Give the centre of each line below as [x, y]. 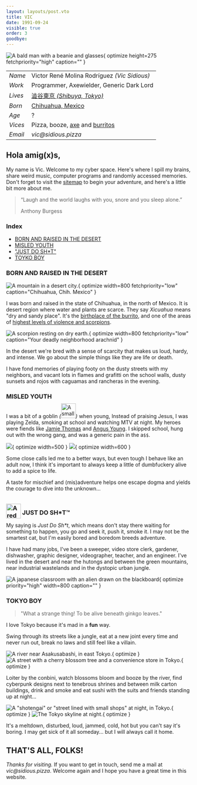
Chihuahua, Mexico [58, 106]
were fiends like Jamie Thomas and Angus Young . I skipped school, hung [95, 428]
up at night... [21, 697]
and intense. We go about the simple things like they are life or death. [90, 358]
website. [16, 777]
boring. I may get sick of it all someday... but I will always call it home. [90, 732]
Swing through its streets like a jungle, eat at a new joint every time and [92, 636]
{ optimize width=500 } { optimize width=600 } [71, 447]
